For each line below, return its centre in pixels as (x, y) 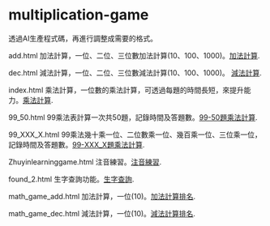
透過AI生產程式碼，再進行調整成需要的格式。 (83, 38)
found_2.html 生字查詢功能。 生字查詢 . (71, 179)
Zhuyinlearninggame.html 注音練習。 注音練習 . (85, 162)
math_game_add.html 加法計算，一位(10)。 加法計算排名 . (102, 196)
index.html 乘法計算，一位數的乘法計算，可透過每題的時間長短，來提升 (126, 90)
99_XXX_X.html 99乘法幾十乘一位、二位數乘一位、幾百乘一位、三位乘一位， (135, 134)
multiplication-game (79, 15)
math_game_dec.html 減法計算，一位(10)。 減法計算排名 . (102, 213)
